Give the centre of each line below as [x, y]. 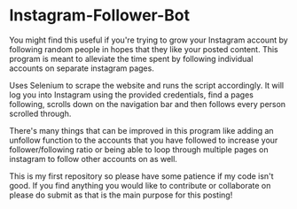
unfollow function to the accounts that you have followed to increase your [144, 140]
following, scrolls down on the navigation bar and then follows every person [148, 104]
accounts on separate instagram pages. [82, 68]
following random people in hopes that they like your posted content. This [144, 49]
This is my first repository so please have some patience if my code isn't [141, 176]
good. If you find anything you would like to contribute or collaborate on [140, 185]
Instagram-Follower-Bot [100, 15]
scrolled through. [40, 113]
